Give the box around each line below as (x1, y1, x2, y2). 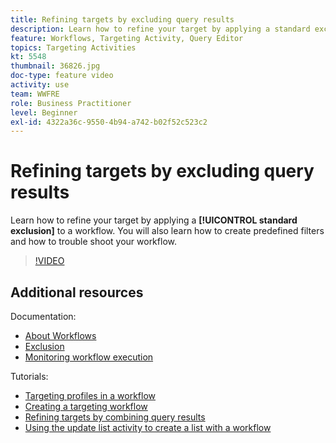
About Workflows (24, 330, 97, 341)
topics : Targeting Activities (10, 42, 137, 53)
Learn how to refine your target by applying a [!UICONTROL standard (10, 214, 298, 226)
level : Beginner (10, 107, 78, 118)
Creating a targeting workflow (24, 401, 148, 412)
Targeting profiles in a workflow (24, 390, 157, 401)
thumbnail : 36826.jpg (10, 61, 101, 71)
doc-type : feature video (10, 71, 114, 81)
